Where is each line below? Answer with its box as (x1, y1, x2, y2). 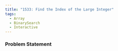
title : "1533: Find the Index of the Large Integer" (5, 7, 114, 12)
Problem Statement (5, 41, 52, 48)
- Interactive (9, 25, 38, 30)
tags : (5, 12, 16, 16)
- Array (9, 16, 25, 21)
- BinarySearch (9, 20, 40, 25)
